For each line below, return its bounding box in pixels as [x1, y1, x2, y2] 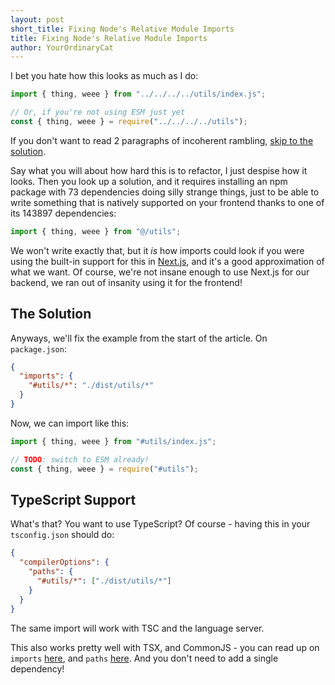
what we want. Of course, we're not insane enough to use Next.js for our [10, 266, 310, 278]
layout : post [10, 14, 65, 25]
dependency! [10, 662, 65, 675]
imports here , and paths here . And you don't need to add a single [10, 652, 279, 664]
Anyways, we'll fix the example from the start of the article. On [10, 332, 268, 344]
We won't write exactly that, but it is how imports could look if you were [10, 244, 305, 256]
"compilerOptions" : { [19, 557, 110, 568]
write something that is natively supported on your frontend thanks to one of [10, 196, 325, 208]
